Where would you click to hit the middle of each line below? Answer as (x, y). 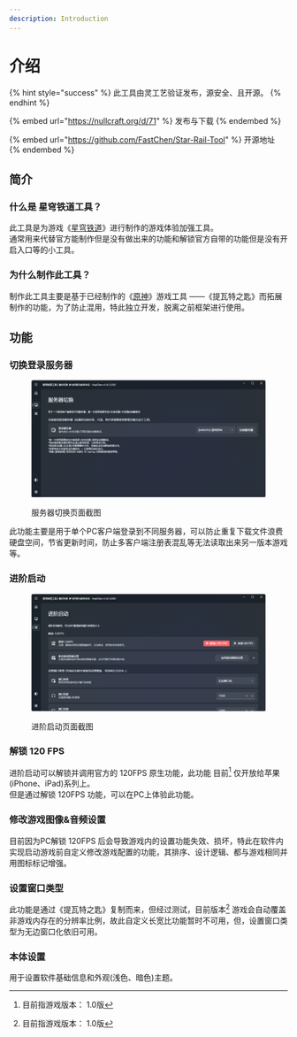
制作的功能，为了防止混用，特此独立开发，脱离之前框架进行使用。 (129, 307)
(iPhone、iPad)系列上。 (52, 784)
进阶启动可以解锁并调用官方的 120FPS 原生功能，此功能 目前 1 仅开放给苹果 (145, 772)
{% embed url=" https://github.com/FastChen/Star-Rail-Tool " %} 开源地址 (142, 139)
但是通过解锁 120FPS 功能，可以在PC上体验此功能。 (104, 795)
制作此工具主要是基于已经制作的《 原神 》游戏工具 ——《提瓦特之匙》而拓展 (146, 296)
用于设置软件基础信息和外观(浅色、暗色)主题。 (94, 978)
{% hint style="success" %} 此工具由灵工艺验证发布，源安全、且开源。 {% (145, 92)
